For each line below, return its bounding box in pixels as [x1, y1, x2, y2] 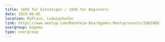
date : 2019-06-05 [5, 12, 41, 16]
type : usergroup [5, 29, 38, 34]
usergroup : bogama [5, 25, 43, 30]
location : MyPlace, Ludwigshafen [5, 16, 74, 21]
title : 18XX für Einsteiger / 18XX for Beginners [5, 7, 109, 12]
